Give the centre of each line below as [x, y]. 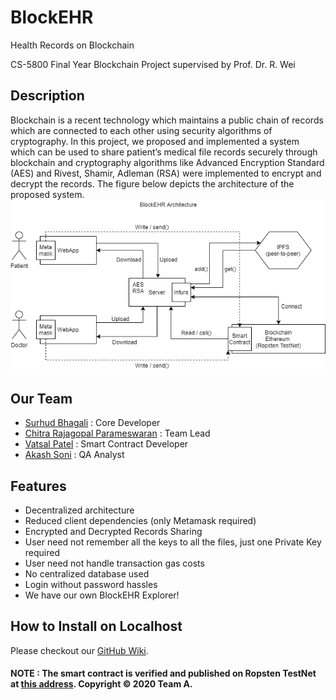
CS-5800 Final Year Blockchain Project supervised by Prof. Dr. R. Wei [153, 64]
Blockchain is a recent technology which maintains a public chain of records [167, 120]
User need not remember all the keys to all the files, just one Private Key [173, 542]
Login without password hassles [91, 585]
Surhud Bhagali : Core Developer [92, 423]
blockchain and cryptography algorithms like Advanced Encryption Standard [167, 162]
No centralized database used [87, 574]
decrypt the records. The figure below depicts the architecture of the [152, 183]
